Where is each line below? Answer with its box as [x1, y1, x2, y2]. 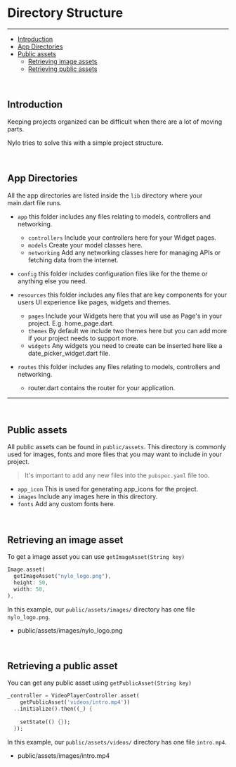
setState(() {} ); [20, 718, 71, 726]
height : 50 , [13, 579, 49, 586]
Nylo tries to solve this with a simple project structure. [7, 138, 164, 147]
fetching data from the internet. [27, 255, 119, 264]
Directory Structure [7, 5, 124, 21]
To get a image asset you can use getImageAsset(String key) [7, 553, 185, 561]
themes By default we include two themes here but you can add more [27, 326, 227, 335]
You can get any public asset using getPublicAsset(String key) [7, 678, 192, 687]
